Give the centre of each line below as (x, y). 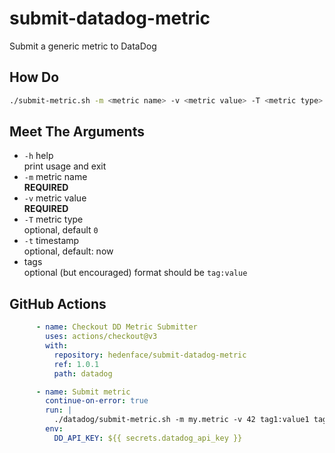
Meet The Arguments (77, 132)
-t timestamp (51, 241)
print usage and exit (65, 166)
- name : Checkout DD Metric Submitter (116, 327)
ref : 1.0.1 (76, 364)
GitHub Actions (58, 303)
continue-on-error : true (97, 401)
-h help (38, 156)
